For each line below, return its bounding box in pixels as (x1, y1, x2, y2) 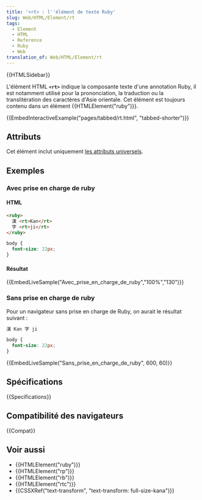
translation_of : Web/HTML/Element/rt (6, 54, 103, 60)
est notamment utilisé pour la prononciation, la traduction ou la (6, 89, 164, 96)
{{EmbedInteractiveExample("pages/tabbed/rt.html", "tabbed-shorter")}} (6, 114, 189, 121)
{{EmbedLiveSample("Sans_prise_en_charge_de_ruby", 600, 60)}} (6, 359, 173, 366)
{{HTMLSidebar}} (6, 71, 51, 78)
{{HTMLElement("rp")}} (15, 467, 75, 474)
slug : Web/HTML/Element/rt (6, 15, 75, 21)
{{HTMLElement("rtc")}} (15, 480, 76, 488)
